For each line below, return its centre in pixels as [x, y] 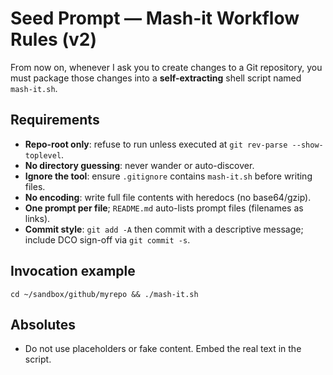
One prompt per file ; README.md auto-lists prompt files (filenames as [164, 208]
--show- [307, 145]
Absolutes [43, 324]
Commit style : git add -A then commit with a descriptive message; [164, 229]
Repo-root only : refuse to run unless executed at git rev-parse [156, 144]
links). [37, 218]
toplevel [43, 155]
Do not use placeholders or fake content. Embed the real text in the [163, 349]
